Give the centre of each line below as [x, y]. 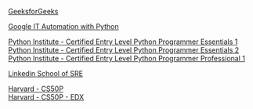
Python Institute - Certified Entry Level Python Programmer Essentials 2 [124, 50]
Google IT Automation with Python [63, 26]
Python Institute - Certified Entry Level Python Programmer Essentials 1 [123, 42]
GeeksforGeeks [33, 11]
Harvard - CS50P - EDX [46, 97]
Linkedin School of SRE [46, 73]
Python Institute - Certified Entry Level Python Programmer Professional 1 [127, 58]
